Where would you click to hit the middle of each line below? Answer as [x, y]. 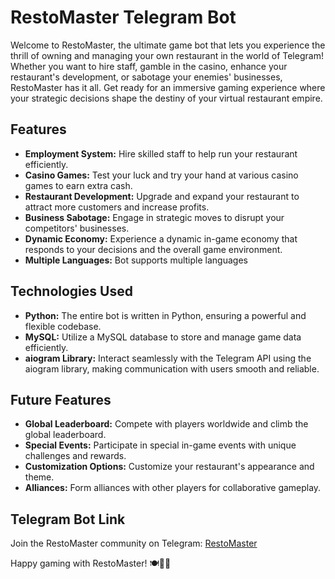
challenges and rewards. [75, 456]
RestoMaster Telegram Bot [123, 17]
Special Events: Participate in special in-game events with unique [160, 445]
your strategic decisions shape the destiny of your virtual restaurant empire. [166, 98]
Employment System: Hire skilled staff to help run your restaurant [161, 153]
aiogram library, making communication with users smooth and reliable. [172, 368]
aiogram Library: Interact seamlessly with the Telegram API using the [168, 358]
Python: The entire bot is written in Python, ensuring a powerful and [165, 315]
